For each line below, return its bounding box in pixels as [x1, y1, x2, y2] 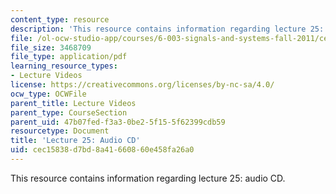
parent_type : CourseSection [10, 107, 128, 118]
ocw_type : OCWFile [10, 89, 87, 99]
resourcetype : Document [10, 126, 110, 136]
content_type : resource [10, 14, 110, 25]
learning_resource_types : [10, 61, 118, 71]
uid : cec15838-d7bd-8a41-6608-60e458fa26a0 [10, 145, 195, 155]
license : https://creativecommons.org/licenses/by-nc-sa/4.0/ [10, 80, 275, 90]
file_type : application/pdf [10, 52, 128, 62]
